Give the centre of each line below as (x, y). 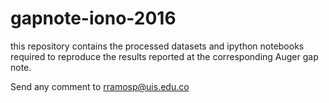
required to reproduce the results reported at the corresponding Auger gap (164, 56)
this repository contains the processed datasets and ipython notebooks (157, 46)
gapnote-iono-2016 (93, 18)
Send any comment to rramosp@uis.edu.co (100, 86)
